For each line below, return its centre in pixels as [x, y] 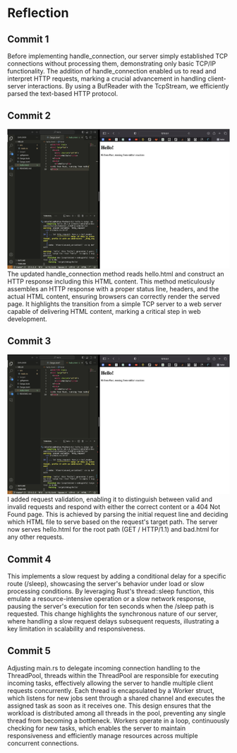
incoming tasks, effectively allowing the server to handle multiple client [110, 683]
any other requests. [36, 537]
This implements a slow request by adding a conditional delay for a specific [117, 576]
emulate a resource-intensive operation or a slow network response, [107, 599]
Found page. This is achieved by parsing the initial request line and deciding [118, 515]
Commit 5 [29, 651]
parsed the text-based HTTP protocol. [63, 94]
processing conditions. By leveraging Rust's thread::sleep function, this [111, 591]
